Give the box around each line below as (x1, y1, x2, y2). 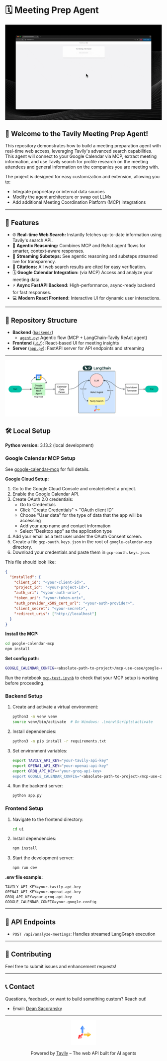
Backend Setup (5, 693, 43, 700)
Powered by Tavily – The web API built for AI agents (30, 1050, 137, 1056)
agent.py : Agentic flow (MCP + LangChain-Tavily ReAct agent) (19, 335, 148, 341)
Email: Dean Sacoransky (12, 1005, 63, 1012)
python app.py (12, 793, 42, 798)
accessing (19, 517, 41, 523)
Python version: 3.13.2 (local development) (5, 442, 94, 448)
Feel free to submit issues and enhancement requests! (5, 963, 117, 969)
